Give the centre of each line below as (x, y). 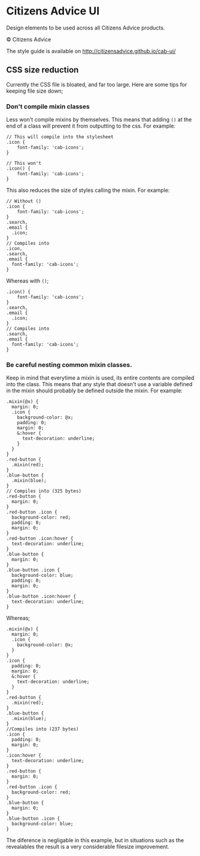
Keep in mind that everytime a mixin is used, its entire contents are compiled (100, 378)
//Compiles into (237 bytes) (43, 729)
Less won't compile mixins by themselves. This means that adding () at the (99, 120)
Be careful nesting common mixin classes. (69, 365)
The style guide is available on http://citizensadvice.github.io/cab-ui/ (91, 51)
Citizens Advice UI (53, 11)
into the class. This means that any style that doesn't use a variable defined (99, 384)
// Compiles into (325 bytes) (44, 491)
